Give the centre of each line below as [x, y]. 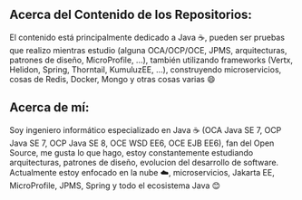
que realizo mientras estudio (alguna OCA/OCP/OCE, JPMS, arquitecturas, [148, 50]
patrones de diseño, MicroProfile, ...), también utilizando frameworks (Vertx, [151, 60]
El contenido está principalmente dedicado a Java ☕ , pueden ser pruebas [147, 37]
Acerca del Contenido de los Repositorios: [131, 15]
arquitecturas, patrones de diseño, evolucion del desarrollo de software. [144, 162]
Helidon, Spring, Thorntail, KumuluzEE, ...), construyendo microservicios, [146, 69]
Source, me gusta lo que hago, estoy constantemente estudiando [132, 152]
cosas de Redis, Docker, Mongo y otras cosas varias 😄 [112, 79]
